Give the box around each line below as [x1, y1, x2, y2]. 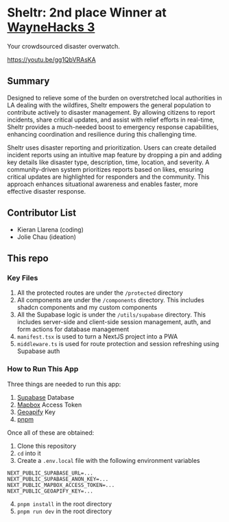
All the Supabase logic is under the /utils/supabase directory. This [16, 310, 206, 319]
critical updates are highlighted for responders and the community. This [7, 172, 210, 181]
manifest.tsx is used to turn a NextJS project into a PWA [16, 332, 178, 341]
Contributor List [7, 207, 77, 219]
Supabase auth [16, 347, 60, 355]
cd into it [16, 449, 41, 457]
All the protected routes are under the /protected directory [16, 288, 183, 297]
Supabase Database [16, 393, 75, 401]
